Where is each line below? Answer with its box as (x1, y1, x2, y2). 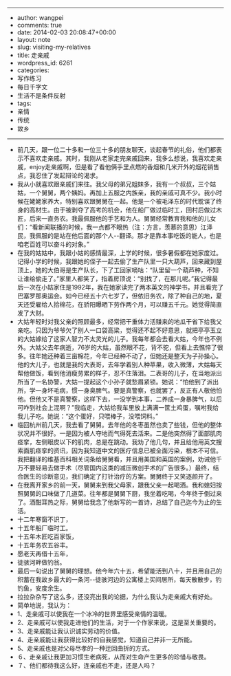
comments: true (16, 21, 63, 29)
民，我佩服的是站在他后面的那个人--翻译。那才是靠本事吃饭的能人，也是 (16, 232, 222, 239)
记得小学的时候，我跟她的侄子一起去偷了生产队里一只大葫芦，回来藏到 (16, 257, 217, 265)
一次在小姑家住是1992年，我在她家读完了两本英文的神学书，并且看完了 (23, 283, 224, 291)
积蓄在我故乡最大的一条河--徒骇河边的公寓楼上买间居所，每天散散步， (16, 576, 216, 583)
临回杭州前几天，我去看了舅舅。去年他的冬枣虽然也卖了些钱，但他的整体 (16, 421, 222, 428)
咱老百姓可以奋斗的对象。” (16, 240, 89, 248)
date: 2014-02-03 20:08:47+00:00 (16, 28, 117, 36)
